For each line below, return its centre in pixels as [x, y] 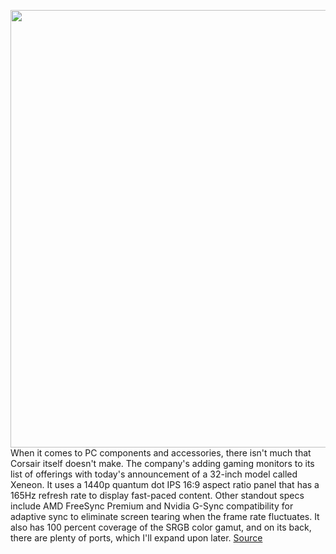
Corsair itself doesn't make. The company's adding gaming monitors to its [162, 463]
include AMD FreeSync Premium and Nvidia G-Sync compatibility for [152, 506]
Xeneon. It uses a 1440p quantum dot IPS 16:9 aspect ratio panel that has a [165, 484]
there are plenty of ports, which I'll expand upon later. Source [136, 538]
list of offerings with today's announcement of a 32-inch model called [154, 474]
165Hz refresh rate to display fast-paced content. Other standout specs [157, 495]
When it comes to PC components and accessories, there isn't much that [161, 453]
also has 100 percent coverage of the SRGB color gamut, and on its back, [161, 527]
